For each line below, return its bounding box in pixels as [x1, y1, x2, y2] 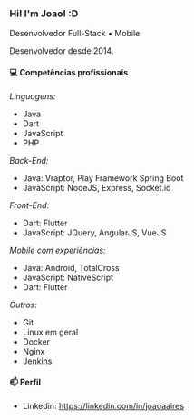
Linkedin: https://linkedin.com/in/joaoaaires [22, 400, 184, 411]
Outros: [9, 299, 38, 310]
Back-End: [9, 155, 49, 165]
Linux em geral [22, 326, 79, 337]
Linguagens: [9, 90, 56, 102]
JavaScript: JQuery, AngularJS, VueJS [22, 226, 167, 238]
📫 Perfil [9, 376, 41, 388]
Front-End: [9, 199, 50, 211]
